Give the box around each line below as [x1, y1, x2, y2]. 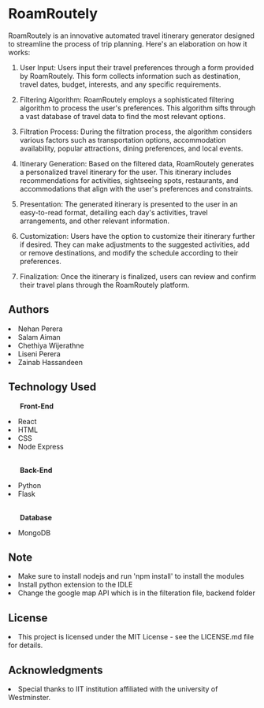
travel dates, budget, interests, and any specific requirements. [19, 80, 221, 89]
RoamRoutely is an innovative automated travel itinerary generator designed [8, 31, 255, 40]
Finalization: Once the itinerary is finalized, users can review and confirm [19, 271, 257, 281]
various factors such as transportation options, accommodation [19, 135, 226, 144]
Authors [8, 303, 50, 316]
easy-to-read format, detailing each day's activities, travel [19, 207, 208, 217]
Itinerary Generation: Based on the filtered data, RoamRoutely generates [19, 158, 255, 168]
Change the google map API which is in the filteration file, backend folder [18, 588, 256, 598]
